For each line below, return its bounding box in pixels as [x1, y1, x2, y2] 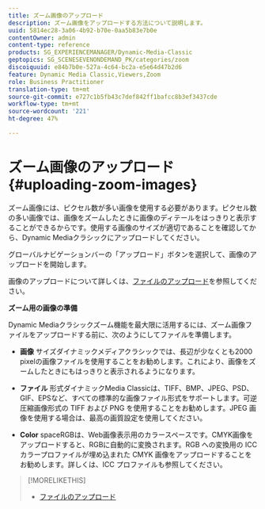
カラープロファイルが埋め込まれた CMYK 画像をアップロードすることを [19, 450, 252, 459]
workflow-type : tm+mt [8, 100, 80, 108]
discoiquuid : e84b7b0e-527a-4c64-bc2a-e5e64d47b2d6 [8, 63, 182, 71]
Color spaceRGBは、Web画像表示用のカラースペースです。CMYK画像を [19, 430, 254, 439]
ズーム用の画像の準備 [8, 303, 78, 312]
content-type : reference [8, 41, 90, 49]
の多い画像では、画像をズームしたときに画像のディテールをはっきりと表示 [8, 212, 251, 222]
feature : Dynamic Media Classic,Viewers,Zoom [8, 71, 161, 78]
